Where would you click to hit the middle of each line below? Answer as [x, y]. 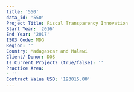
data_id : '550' [25, 18]
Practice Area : [25, 68]
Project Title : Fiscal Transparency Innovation [67, 23]
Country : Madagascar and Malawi [47, 51]
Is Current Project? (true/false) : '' [55, 62]
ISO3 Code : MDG [25, 40]
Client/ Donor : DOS [31, 57]
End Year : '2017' [28, 34]
